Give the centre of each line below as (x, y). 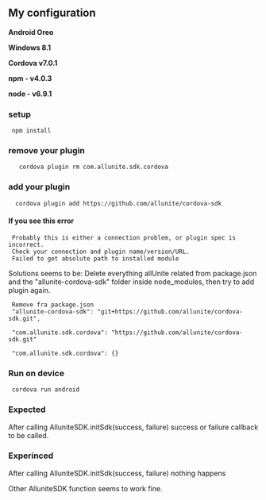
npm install (31, 131)
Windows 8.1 (30, 48)
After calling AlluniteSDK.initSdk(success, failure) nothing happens (117, 473)
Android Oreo (31, 32)
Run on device (37, 373)
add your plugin (39, 187)
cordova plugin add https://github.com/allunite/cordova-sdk (119, 203)
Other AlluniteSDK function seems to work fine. (85, 488)
